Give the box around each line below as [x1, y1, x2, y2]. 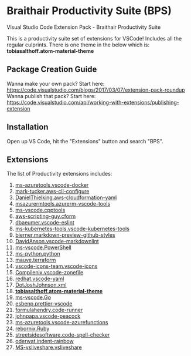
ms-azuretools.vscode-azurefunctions [15, 319, 108, 326]
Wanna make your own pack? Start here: [6, 80, 105, 87]
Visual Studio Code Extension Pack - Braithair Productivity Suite [6, 23, 161, 31]
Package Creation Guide [6, 65, 97, 75]
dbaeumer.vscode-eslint [15, 219, 75, 226]
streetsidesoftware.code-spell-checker [15, 331, 110, 338]
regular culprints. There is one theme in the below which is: [6, 41, 150, 48]
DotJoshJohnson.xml [15, 281, 67, 288]
